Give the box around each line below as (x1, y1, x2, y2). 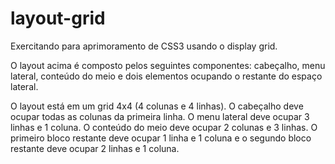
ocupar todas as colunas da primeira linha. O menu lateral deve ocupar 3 (10, 110, 310, 122)
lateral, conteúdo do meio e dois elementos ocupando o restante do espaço (10, 70, 323, 82)
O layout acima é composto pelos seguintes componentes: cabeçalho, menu (10, 59, 326, 71)
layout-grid (10, 7, 106, 30)
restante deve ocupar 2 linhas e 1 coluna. (10, 142, 180, 154)
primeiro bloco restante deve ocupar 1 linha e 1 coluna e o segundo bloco (10, 132, 312, 144)
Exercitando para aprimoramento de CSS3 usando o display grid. (10, 40, 278, 52)
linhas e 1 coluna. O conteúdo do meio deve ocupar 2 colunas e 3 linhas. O (10, 121, 318, 133)
